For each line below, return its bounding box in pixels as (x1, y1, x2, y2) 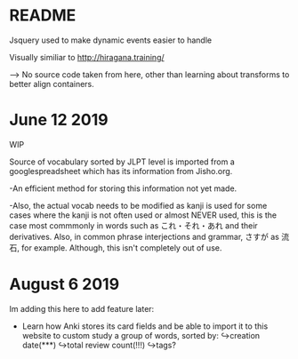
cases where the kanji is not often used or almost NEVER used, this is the (9, 210, 278, 220)
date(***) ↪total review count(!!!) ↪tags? (21, 339, 176, 350)
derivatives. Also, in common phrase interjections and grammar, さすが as (9, 231, 280, 242)
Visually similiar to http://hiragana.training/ (9, 52, 165, 62)
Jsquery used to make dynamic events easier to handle (9, 35, 212, 45)
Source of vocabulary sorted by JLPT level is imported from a (9, 156, 235, 167)
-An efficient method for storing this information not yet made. (9, 183, 238, 194)
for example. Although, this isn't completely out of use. (20, 242, 222, 253)
